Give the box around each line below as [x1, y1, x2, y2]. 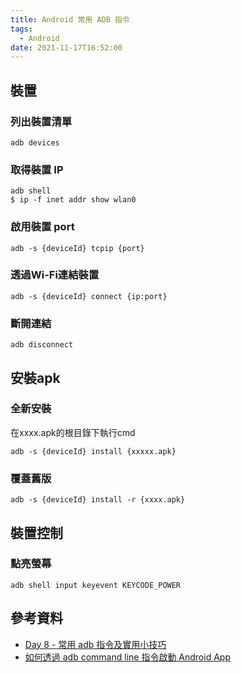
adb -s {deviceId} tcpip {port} [10, 243, 145, 253]
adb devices [10, 137, 60, 148]
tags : [10, 24, 33, 34]
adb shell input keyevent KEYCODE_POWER [10, 580, 182, 590]
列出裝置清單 [10, 114, 73, 128]
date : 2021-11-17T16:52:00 [10, 42, 123, 53]
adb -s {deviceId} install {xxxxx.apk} [10, 446, 177, 456]
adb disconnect [10, 340, 74, 350]
